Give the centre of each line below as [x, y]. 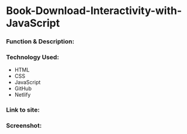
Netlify [22, 95]
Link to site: [23, 110]
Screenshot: [24, 126]
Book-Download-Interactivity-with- [94, 11]
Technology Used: [33, 57]
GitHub [23, 88]
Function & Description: [40, 42]
